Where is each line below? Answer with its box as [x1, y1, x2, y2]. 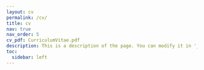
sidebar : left [12, 54, 47, 60]
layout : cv [6, 9, 34, 15]
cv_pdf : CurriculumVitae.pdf [6, 37, 80, 43]
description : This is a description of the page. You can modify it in [6, 43, 191, 49]
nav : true [6, 26, 32, 32]
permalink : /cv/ [6, 15, 47, 21]
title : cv [6, 20, 32, 26]
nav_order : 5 [6, 32, 39, 38]
